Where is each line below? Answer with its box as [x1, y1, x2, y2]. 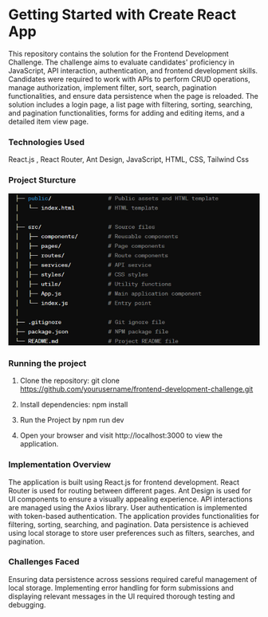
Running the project [8, 357, 87, 368]
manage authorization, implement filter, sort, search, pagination [8, 82, 217, 92]
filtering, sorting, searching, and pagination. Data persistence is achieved [8, 520, 249, 529]
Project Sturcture [8, 175, 77, 186]
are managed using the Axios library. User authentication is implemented [8, 502, 247, 512]
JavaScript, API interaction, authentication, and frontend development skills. [8, 65, 258, 75]
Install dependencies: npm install [19, 400, 128, 410]
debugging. [8, 599, 46, 609]
